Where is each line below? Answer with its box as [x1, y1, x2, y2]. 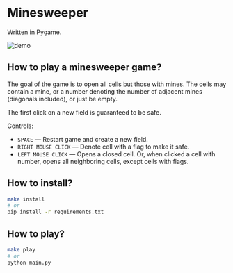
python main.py [7, 259, 51, 266]
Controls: [7, 122, 33, 130]
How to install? [7, 177, 73, 189]
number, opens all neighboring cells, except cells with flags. [17, 157, 189, 165]
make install [7, 196, 45, 203]
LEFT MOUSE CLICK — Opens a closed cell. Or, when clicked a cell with [17, 149, 216, 158]
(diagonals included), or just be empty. [7, 94, 118, 103]
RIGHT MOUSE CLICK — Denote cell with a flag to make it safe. [17, 142, 190, 151]
